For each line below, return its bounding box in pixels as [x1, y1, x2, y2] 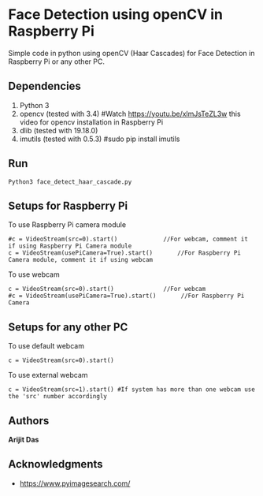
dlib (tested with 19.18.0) [19, 125, 98, 135]
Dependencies [8, 80, 81, 93]
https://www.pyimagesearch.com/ [19, 479, 131, 488]
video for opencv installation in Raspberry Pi [19, 117, 164, 127]
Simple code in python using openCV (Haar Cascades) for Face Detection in [8, 48, 255, 58]
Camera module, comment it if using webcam [8, 256, 154, 264]
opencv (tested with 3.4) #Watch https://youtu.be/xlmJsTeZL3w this [19, 109, 242, 118]
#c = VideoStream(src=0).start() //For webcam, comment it [8, 235, 248, 244]
